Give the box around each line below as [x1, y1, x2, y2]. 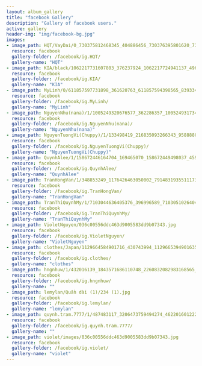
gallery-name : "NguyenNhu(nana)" [11, 127, 96, 133]
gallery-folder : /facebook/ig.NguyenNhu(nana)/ [11, 121, 133, 127]
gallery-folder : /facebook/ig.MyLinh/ [11, 98, 109, 104]
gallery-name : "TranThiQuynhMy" [11, 216, 93, 222]
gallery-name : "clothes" [11, 261, 74, 267]
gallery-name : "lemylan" [11, 306, 74, 312]
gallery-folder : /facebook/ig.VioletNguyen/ [11, 233, 125, 239]
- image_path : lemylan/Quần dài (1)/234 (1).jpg [6, 289, 130, 295]
